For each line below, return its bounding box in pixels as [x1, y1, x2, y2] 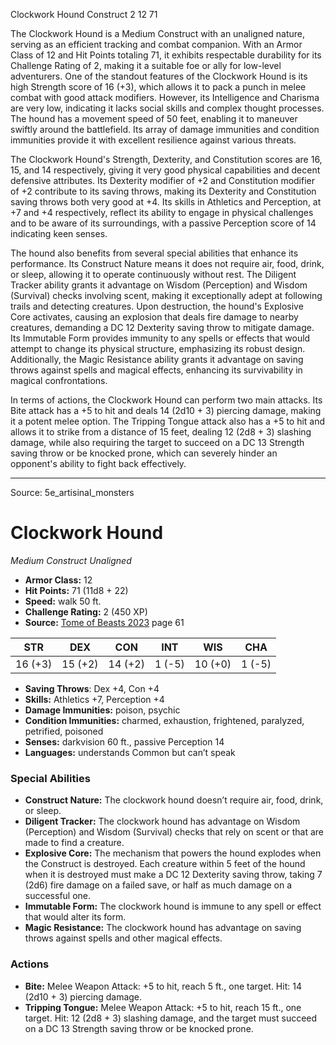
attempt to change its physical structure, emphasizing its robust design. [10, 343, 306, 354]
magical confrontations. [10, 375, 108, 386]
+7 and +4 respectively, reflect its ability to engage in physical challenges [10, 207, 314, 218]
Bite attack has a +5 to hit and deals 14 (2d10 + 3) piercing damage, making [10, 405, 322, 416]
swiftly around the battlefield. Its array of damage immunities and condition [10, 124, 320, 135]
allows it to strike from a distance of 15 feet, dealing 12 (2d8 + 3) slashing [10, 426, 312, 438]
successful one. [24, 890, 92, 902]
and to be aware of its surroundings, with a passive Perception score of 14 [10, 217, 317, 229]
